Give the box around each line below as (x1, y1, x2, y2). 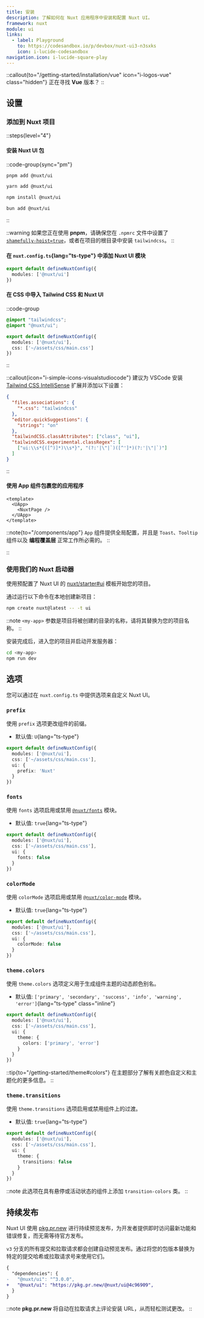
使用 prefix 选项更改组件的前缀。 (6, 720, 90, 727)
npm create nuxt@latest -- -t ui (6, 605, 91, 611)
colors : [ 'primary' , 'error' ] (22, 1040, 99, 1046)
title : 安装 (6, 9, 35, 15)
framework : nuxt (6, 20, 47, 26)
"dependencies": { (12, 1270, 59, 1277)
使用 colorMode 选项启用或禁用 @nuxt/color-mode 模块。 (6, 893, 145, 901)
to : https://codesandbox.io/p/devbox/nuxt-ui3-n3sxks (17, 43, 157, 49)
